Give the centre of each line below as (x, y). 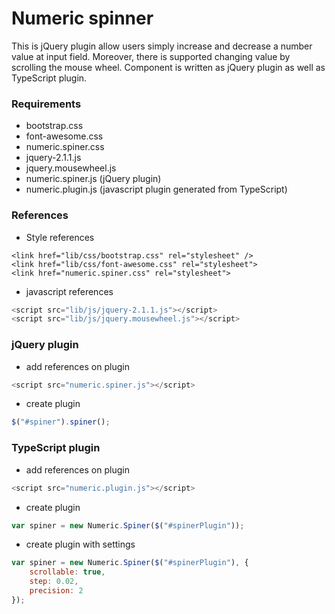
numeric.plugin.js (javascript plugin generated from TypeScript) (156, 189)
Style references (60, 237)
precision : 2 (56, 591)
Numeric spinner (82, 18)
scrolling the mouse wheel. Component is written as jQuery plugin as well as (168, 67)
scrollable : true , (67, 572)
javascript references (69, 291)
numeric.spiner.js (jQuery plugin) (93, 179)
